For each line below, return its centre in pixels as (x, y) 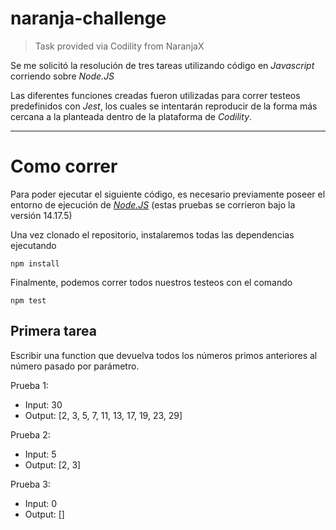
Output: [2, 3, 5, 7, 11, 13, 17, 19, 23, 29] (103, 415)
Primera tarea (53, 331)
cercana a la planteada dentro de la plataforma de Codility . (131, 116)
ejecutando (33, 245)
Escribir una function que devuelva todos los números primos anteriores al (164, 355)
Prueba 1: (29, 385)
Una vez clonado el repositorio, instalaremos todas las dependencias (152, 234)
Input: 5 (40, 454)
